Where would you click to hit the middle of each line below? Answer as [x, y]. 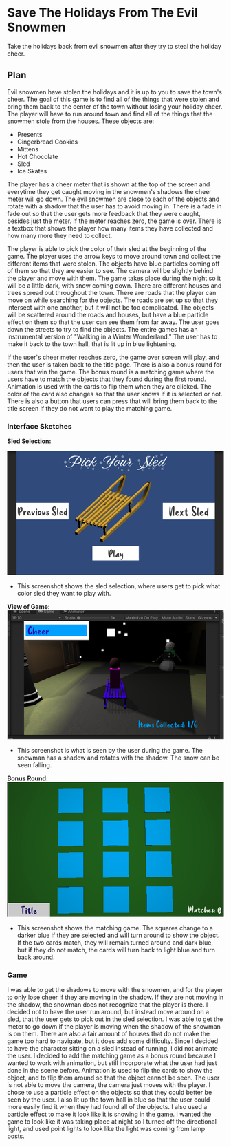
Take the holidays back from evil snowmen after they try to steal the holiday [114, 46]
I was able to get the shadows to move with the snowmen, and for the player [115, 989]
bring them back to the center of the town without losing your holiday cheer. [115, 106]
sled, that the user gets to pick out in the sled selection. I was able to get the [115, 1019]
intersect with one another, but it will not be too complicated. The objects [111, 307]
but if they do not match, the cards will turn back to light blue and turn [116, 950]
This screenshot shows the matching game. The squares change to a [115, 928]
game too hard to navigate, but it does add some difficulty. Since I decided [113, 1041]
